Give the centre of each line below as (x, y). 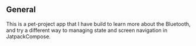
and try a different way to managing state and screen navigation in (87, 30)
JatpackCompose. (29, 36)
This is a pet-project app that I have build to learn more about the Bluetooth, (98, 24)
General (21, 10)
